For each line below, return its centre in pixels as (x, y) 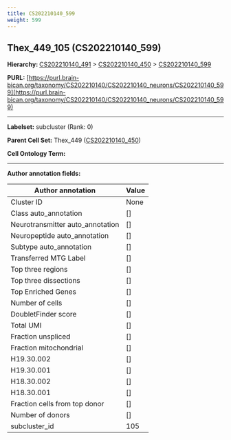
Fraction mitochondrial (47, 348)
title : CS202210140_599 (41, 13)
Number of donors (40, 415)
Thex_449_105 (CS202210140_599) (84, 48)
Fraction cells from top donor (57, 404)
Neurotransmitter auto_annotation (65, 225)
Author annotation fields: (44, 174)
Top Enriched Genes (44, 292)
